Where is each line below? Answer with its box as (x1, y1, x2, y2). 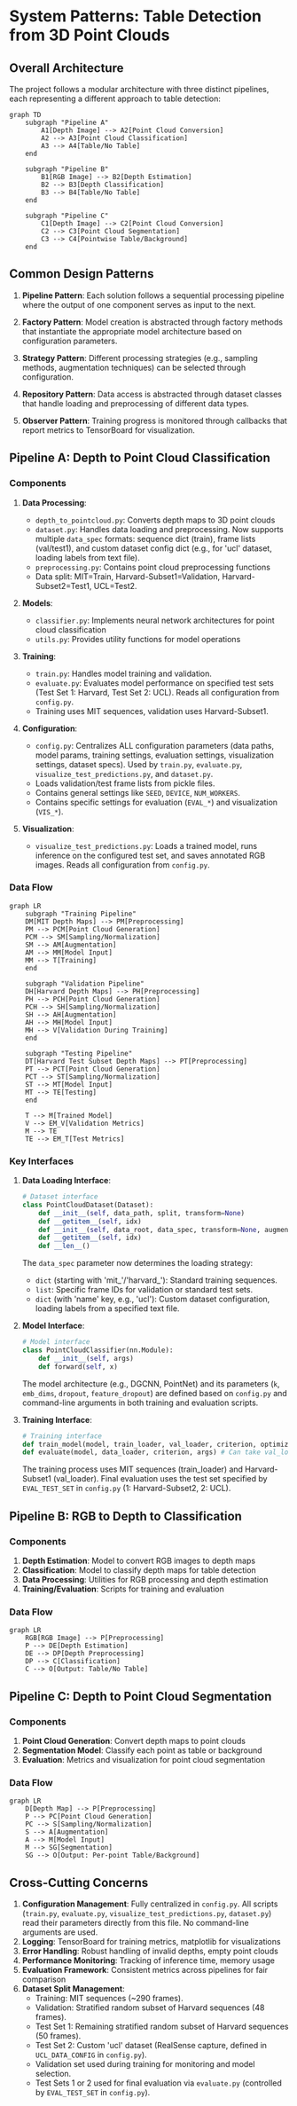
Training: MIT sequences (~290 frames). (35, 1993, 184, 2004)
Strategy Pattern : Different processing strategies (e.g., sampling (21, 352, 259, 363)
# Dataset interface (21, 1192, 98, 1201)
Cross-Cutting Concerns (9, 1874, 149, 1890)
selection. (35, 2069, 72, 2079)
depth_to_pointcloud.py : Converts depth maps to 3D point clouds (35, 515, 276, 525)
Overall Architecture (9, 60, 124, 75)
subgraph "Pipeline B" (25, 165, 109, 174)
